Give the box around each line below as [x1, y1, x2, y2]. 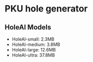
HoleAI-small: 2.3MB [11, 36, 54, 42]
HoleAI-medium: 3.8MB [11, 41, 60, 47]
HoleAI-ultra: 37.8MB [11, 52, 55, 58]
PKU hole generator [4, 3, 88, 14]
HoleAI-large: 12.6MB [11, 47, 56, 52]
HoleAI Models [4, 23, 51, 31]
